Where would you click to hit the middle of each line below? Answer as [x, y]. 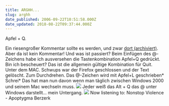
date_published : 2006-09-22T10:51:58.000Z [51, 19]
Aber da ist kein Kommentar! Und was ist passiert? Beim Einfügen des [78, 54]
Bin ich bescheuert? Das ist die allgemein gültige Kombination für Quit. [79, 64]
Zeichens [15, 59]
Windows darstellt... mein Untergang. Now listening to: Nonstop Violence [84, 93]
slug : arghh [18, 15]
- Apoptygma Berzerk [28, 98]
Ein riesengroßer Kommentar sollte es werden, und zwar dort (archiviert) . [82, 48]
